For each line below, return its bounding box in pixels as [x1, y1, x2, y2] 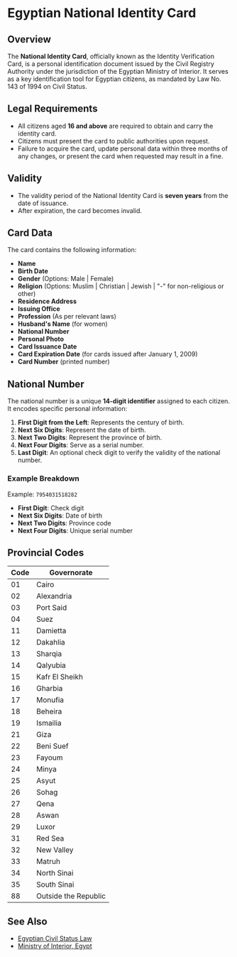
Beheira [36, 706, 62, 716]
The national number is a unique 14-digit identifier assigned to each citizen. [7, 397, 231, 405]
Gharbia [36, 684, 63, 694]
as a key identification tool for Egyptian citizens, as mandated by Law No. [7, 75, 222, 83]
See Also [7, 915, 48, 927]
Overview [7, 33, 52, 45]
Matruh [36, 857, 60, 867]
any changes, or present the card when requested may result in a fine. [17, 151, 224, 160]
